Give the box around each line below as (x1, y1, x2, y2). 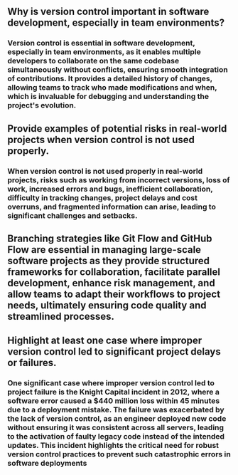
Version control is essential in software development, (7, 38, 195, 48)
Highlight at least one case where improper (7, 335, 202, 347)
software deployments (7, 459, 87, 469)
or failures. (7, 357, 57, 369)
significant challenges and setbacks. (7, 210, 138, 220)
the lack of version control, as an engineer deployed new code (7, 414, 227, 424)
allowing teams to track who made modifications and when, (7, 83, 217, 93)
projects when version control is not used (7, 133, 195, 145)
